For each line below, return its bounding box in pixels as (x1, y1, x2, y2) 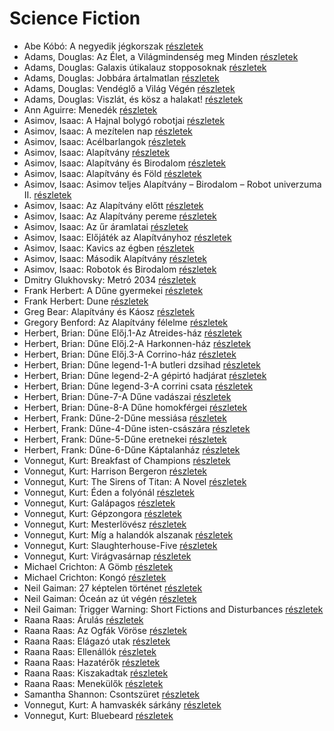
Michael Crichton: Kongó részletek (23, 571, 167, 583)
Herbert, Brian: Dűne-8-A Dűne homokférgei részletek (23, 401, 248, 413)
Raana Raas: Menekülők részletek (23, 677, 164, 689)
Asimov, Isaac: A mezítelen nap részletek (23, 125, 193, 137)
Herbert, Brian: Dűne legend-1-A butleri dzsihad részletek (23, 358, 261, 371)
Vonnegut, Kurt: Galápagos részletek (23, 497, 176, 509)
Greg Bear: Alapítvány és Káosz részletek (23, 305, 196, 317)
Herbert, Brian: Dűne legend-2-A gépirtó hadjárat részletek (23, 369, 267, 381)
